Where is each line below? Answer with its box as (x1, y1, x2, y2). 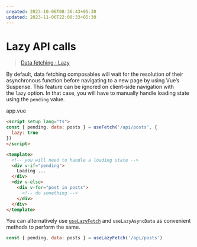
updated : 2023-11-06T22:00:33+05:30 (6, 14, 96, 20)
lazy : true (11, 130, 38, 136)
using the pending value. (6, 96, 65, 103)
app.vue (6, 107, 27, 114)
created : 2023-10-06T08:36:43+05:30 (6, 8, 96, 15)
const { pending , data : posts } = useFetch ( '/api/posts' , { (6, 124, 158, 130)
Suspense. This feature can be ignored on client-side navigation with (6, 84, 175, 91)
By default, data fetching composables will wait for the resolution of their (6, 70, 183, 78)
